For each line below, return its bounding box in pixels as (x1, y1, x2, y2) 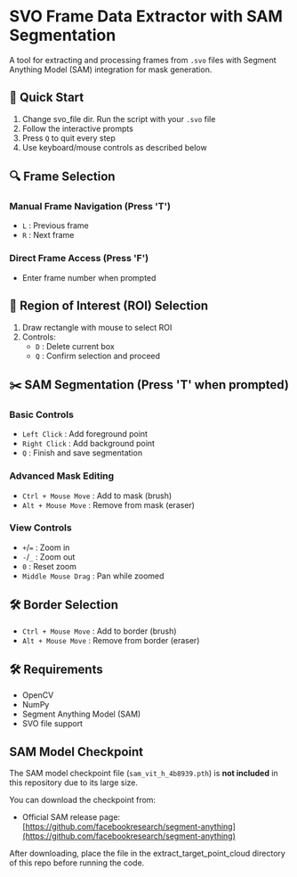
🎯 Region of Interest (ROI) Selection (9, 299, 209, 314)
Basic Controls (9, 408, 74, 421)
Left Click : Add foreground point (21, 429, 148, 439)
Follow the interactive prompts (21, 123, 133, 134)
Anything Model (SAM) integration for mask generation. (9, 64, 213, 75)
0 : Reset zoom (21, 561, 77, 571)
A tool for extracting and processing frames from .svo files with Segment (9, 54, 277, 65)
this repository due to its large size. (9, 777, 139, 788)
